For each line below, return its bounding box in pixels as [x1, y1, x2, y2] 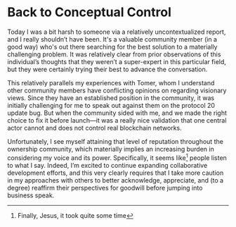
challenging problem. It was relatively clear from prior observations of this [7, 50, 221, 59]
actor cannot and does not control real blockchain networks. [7, 123, 183, 132]
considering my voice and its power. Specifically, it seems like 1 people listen [7, 152, 227, 162]
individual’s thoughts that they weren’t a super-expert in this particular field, [7, 57, 227, 66]
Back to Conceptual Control [7, 4, 172, 20]
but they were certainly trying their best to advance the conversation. [7, 65, 208, 73]
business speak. [7, 191, 55, 200]
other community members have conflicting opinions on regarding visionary [7, 86, 227, 94]
